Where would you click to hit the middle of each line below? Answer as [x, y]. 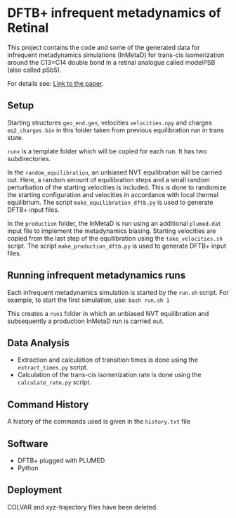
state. [15, 137]
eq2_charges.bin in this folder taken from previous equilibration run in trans [116, 130]
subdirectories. [29, 158]
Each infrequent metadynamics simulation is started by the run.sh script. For [118, 292]
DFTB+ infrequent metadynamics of [114, 13]
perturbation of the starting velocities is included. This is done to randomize [117, 187]
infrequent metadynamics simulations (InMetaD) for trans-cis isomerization [116, 55]
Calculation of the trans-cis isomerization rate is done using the [109, 375]
